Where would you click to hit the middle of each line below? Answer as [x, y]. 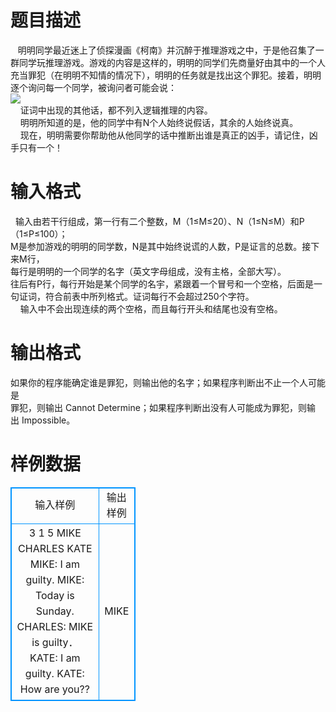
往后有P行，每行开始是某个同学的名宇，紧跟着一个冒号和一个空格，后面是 [162, 283]
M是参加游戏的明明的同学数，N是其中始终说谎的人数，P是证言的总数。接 [161, 246]
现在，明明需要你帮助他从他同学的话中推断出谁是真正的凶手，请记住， [164, 135]
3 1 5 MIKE [55, 533]
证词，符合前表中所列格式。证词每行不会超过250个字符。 [136, 296]
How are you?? [54, 689]
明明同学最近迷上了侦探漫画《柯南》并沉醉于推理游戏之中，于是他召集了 [166, 50]
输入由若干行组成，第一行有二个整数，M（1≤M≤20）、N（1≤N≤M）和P [159, 221]
